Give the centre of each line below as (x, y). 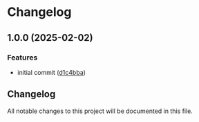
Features (22, 58)
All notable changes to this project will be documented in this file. (100, 111)
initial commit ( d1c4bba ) (51, 72)
